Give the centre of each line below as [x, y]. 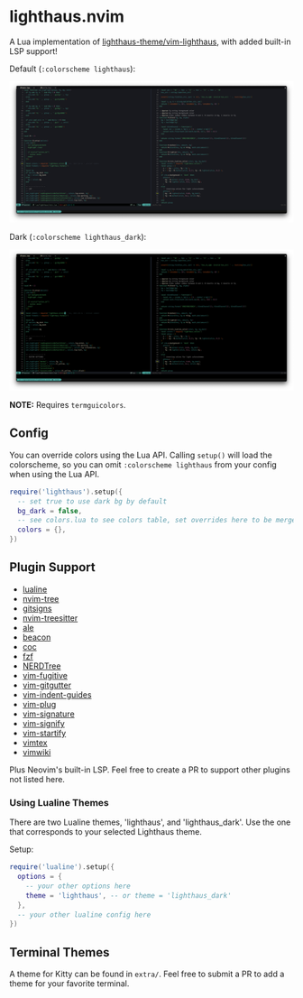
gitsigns [37, 608]
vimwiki [37, 752]
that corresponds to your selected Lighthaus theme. [106, 832]
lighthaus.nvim [67, 17]
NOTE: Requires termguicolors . [68, 405]
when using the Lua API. [55, 474]
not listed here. [37, 779]
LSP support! [34, 51]
